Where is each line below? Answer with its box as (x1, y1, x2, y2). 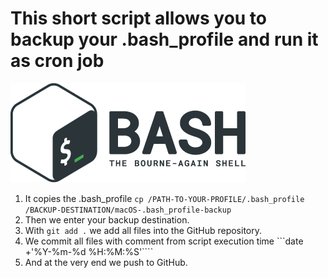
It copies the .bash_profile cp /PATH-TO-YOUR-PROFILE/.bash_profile (24, 192, 305, 204)
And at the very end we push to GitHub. (24, 256, 188, 268)
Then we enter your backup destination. (24, 213, 190, 226)
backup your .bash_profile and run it (10, 28, 319, 51)
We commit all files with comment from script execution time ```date (24, 235, 304, 247)
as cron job (10, 50, 105, 72)
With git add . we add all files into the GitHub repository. (24, 224, 262, 236)
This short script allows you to (10, 7, 268, 30)
